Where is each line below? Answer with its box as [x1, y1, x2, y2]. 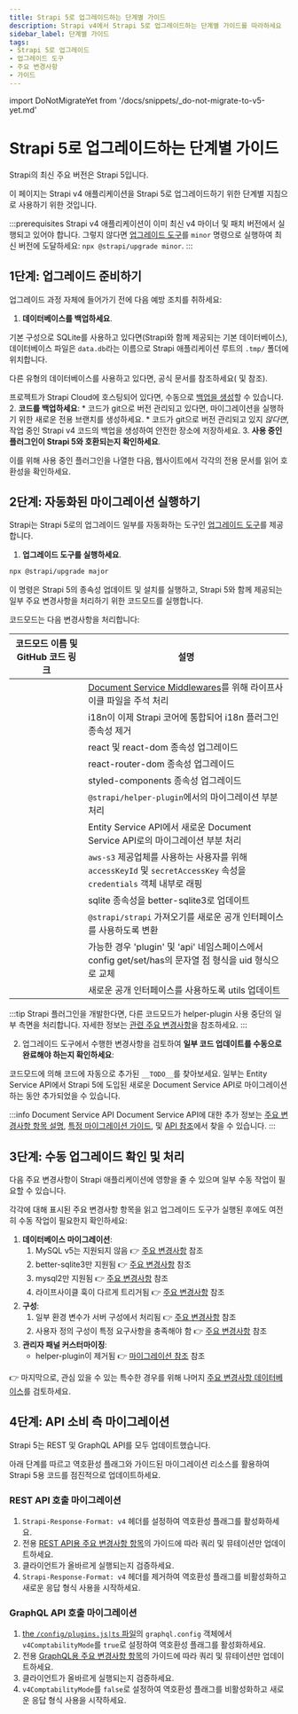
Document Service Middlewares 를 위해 [88, 681, 248, 694]
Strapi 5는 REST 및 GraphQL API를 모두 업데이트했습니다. [9, 1439, 211, 1451]
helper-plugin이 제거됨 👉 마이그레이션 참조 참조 [35, 1350, 206, 1361]
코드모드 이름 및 [15, 638, 78, 650]
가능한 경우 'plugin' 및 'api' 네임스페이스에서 [88, 941, 263, 954]
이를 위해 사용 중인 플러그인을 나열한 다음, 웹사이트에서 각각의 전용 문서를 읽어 [9, 454, 279, 466]
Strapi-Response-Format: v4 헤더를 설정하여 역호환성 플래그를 [21, 1516, 242, 1527]
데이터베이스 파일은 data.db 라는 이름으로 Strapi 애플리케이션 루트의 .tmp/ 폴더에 [9, 342, 289, 353]
